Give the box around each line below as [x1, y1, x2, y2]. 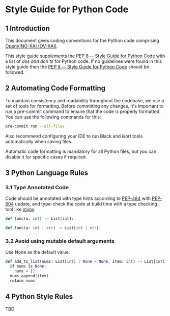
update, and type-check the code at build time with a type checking [15, 201, 158, 207]
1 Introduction [5, 24, 50, 33]
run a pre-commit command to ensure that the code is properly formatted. [5, 108, 161, 115]
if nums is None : [10, 264, 47, 269]
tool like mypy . [5, 206, 36, 213]
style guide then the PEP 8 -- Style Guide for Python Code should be [5, 64, 149, 70]
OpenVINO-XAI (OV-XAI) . [5, 43, 58, 49]
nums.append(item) [10, 274, 49, 279]
